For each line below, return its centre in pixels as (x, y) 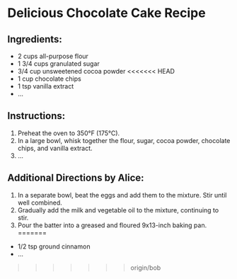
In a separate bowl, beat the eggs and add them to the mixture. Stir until (122, 195)
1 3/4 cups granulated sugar (59, 64)
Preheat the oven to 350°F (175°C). (69, 133)
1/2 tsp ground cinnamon (54, 246)
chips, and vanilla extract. (55, 148)
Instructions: (36, 116)
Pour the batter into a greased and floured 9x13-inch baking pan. (112, 225)
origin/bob (146, 268)
